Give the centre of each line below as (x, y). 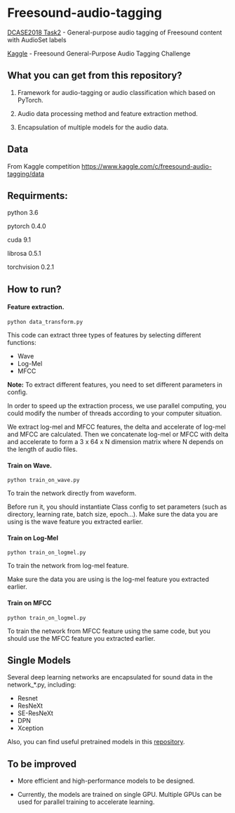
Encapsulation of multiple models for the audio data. (93, 127)
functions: (22, 342)
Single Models (39, 660)
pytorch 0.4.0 (27, 226)
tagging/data (26, 174)
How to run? (34, 289)
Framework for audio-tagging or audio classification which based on (116, 92)
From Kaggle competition (44, 166)
